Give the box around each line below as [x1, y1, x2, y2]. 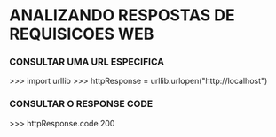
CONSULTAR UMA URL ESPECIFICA [9, 56, 165, 68]
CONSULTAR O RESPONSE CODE [9, 98, 154, 110]
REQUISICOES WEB [9, 24, 154, 44]
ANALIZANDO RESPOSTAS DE [9, 5, 235, 26]
